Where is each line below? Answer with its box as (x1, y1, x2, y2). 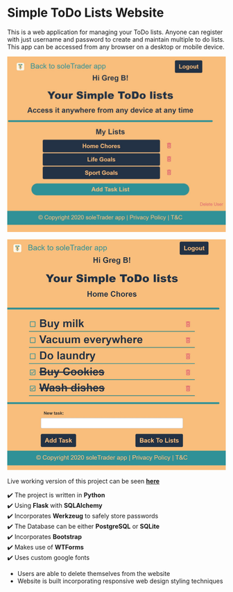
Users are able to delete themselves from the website (17, 569, 171, 577)
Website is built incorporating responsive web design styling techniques (17, 577, 223, 585)
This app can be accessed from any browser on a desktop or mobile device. (7, 42, 225, 51)
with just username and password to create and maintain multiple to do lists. (7, 35, 225, 43)
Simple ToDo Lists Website (7, 5, 164, 21)
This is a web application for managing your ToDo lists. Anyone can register (7, 28, 223, 36)
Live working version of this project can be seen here (7, 477, 160, 485)
